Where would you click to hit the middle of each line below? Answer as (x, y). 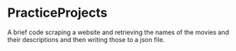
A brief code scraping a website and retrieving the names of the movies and (118, 32)
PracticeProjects (57, 13)
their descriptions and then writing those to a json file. (86, 39)
